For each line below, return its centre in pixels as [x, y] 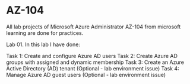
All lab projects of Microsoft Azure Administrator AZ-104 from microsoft [94, 27]
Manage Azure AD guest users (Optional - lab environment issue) [86, 75]
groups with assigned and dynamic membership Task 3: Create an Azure [95, 62]
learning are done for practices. [45, 33]
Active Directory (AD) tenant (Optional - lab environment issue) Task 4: [93, 68]
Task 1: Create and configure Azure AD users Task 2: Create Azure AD [92, 56]
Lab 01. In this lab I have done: [43, 44]
